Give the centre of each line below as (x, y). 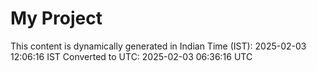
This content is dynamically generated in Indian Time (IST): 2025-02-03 (158, 46)
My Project (56, 18)
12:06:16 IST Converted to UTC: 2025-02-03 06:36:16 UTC (131, 56)
